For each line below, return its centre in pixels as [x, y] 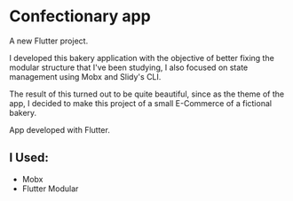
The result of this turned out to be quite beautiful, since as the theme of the [147, 94]
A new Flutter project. [49, 41]
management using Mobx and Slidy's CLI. [85, 76]
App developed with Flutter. [60, 129]
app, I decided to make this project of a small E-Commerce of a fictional [141, 103]
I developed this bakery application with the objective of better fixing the [142, 58]
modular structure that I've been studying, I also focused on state [129, 67]
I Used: [29, 158]
